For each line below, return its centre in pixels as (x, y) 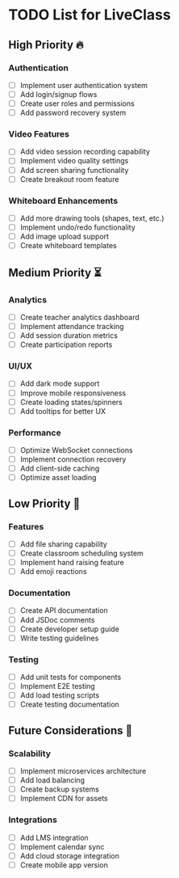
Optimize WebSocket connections (76, 450)
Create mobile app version (64, 865)
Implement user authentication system (83, 85)
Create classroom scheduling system (81, 553)
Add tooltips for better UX (63, 411)
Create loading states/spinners (71, 402)
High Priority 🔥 (46, 45)
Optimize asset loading (58, 478)
